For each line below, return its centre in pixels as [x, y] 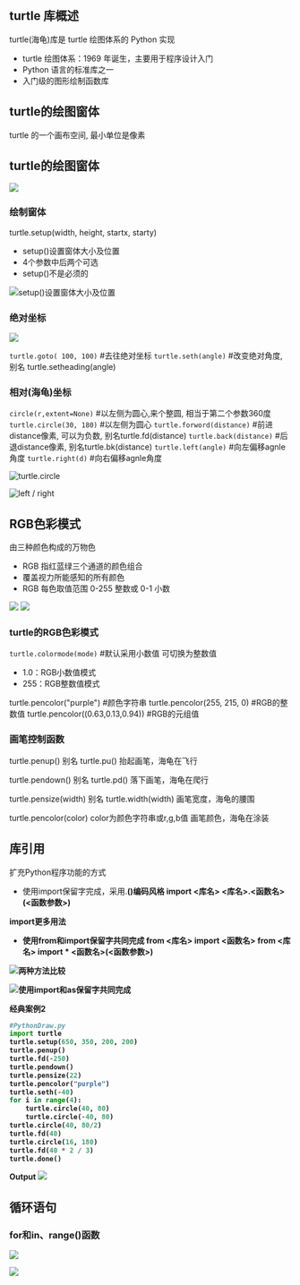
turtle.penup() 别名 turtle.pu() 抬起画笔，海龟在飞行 [103, 760]
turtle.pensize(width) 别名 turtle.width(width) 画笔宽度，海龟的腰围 [132, 799]
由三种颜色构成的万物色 [52, 547]
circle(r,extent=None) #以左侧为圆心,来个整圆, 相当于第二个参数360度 [140, 414]
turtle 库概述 [44, 16]
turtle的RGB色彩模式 [54, 632]
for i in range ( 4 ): [46, 1101]
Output [23, 1177]
